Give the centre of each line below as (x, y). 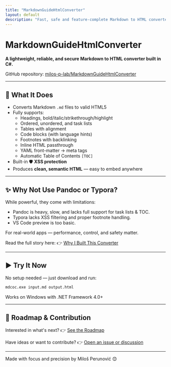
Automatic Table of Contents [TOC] (56, 156)
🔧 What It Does (29, 95)
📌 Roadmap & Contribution (48, 318)
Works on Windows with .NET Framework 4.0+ (54, 297)
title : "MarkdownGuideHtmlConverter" (45, 10)
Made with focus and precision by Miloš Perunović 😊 (61, 359)
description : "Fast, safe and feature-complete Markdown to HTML (76, 19)
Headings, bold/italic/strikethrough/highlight (66, 118)
